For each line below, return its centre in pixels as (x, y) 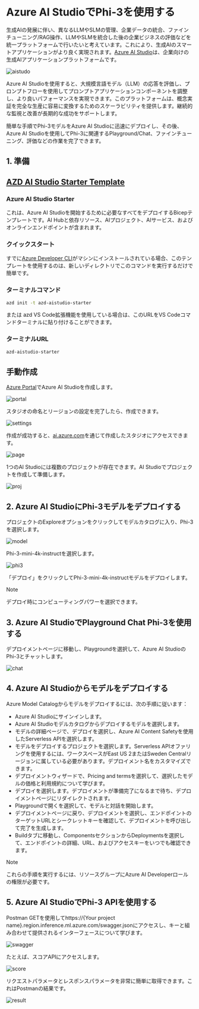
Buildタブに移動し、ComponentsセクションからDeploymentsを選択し (99, 835)
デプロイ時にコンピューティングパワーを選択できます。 (73, 602)
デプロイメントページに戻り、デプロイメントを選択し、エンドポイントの (103, 813)
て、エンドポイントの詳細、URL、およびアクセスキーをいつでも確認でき (103, 843)
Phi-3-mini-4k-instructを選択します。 (52, 554)
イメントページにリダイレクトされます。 (64, 798)
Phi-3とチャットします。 (36, 657)
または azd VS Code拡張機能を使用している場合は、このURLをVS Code (93, 315)
